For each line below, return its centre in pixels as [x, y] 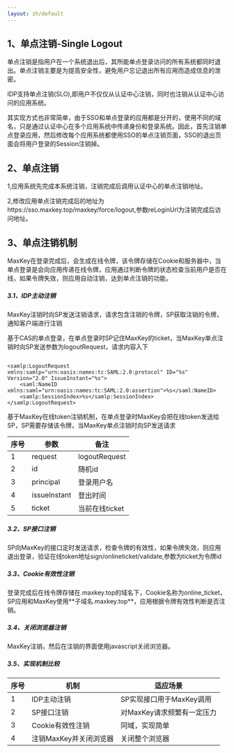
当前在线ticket [101, 509]
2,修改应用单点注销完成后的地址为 [56, 201]
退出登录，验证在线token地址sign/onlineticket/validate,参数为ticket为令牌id [114, 556]
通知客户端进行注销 [35, 323]
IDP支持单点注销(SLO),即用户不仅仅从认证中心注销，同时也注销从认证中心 [113, 94]
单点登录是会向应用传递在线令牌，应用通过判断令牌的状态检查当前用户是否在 [117, 270]
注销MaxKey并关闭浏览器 [73, 738]
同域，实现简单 [145, 725]
